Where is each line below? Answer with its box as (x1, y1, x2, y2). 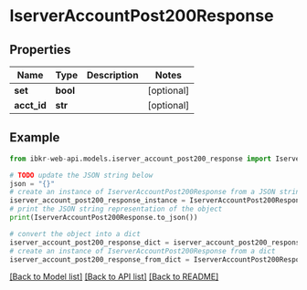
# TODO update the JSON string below (9, 171, 153, 180)
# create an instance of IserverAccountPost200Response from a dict (9, 246, 276, 255)
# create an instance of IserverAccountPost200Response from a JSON (9, 188, 276, 197)
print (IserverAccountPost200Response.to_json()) (9, 213, 198, 223)
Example (9, 129, 60, 146)
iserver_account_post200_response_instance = (9, 196, 185, 205)
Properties (9, 42, 71, 57)
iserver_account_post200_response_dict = (9, 238, 170, 247)
